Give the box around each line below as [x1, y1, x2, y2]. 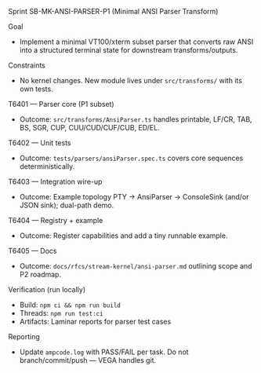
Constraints [8, 60, 45, 70]
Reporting [8, 332, 41, 341]
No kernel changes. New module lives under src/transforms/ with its [19, 76, 243, 85]
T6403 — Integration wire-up [8, 177, 103, 186]
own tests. [19, 84, 53, 93]
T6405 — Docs [8, 247, 57, 255]
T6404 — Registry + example [8, 216, 103, 225]
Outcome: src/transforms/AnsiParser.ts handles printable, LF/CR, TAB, [19, 115, 252, 124]
